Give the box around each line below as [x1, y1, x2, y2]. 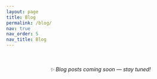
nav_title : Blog [6, 37, 47, 42]
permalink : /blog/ [6, 20, 52, 26]
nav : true [6, 25, 31, 32]
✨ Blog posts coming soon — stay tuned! [50, 66, 151, 72]
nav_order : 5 [6, 31, 39, 37]
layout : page [6, 8, 39, 15]
